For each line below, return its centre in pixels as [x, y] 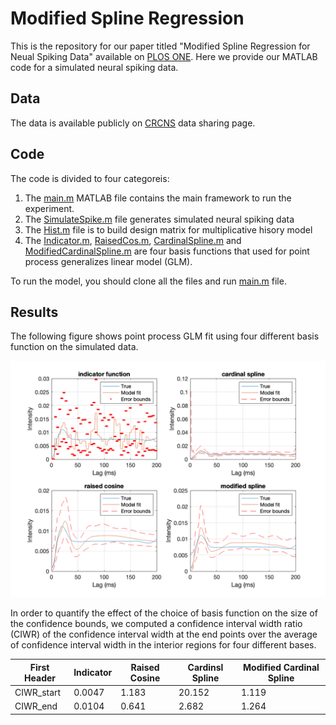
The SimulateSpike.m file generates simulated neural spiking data [159, 219]
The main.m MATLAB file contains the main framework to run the [158, 198]
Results [34, 312]
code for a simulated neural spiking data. [94, 67]
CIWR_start [38, 693]
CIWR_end [36, 706]
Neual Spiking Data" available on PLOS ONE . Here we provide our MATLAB [164, 56]
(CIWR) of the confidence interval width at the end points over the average [164, 634]
